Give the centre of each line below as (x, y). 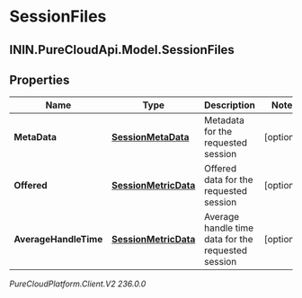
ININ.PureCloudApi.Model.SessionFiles (122, 50)
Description (230, 105)
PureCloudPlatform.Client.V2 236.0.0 (78, 284)
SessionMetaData (150, 137)
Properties (40, 79)
